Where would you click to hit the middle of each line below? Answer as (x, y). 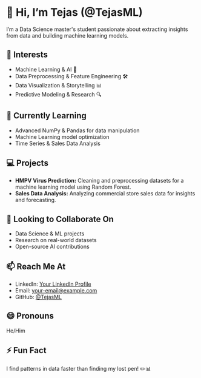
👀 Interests (27, 55)
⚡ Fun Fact (26, 350)
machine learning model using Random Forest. (73, 187)
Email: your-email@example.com (56, 290)
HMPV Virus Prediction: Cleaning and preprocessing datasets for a (99, 181)
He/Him (16, 331)
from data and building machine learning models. (68, 35)
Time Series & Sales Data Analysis (58, 143)
